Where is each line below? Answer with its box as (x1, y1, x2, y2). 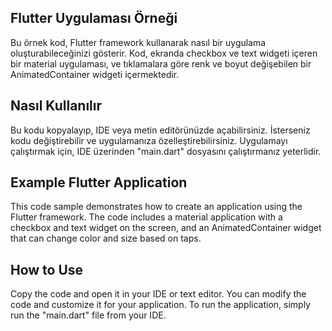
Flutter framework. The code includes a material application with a (10, 211, 283, 223)
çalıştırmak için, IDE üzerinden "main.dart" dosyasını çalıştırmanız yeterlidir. (10, 145, 322, 157)
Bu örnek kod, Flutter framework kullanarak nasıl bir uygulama (10, 36, 267, 48)
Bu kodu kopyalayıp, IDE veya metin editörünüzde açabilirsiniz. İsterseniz (10, 124, 311, 136)
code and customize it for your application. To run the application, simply (10, 299, 311, 311)
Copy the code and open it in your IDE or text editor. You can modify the (10, 288, 307, 300)
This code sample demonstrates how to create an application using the (10, 201, 303, 213)
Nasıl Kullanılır (10, 97, 103, 115)
